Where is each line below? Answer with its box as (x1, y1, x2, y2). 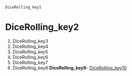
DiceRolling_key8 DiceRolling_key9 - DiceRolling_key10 (12, 64, 127, 70)
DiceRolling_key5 (12, 48, 48, 55)
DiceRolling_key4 (12, 43, 49, 49)
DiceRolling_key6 (12, 54, 49, 60)
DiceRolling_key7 (12, 59, 48, 65)
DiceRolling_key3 (12, 38, 49, 44)
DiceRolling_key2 (5, 22, 79, 33)
